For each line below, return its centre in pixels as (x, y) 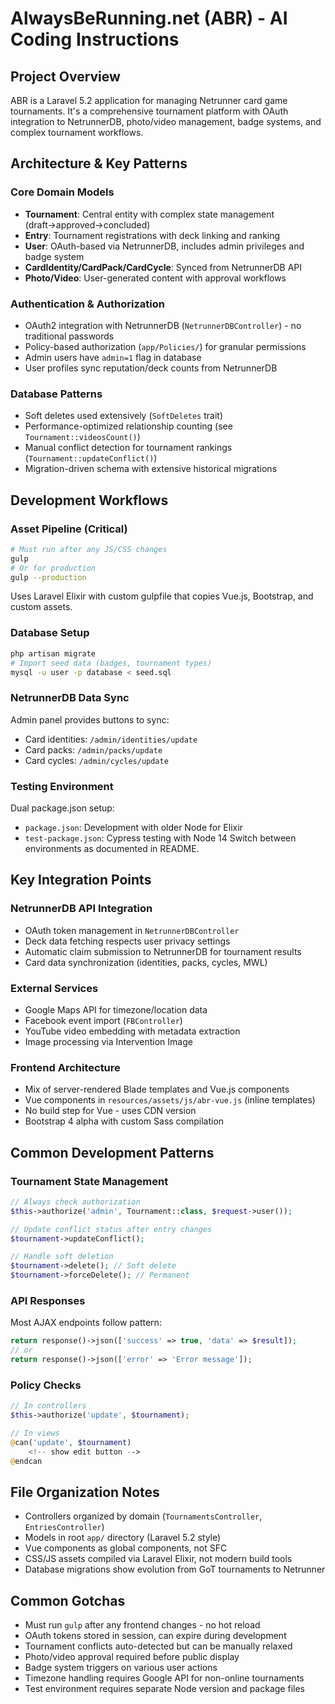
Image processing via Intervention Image (108, 1041)
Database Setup (50, 633)
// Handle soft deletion (62, 1257)
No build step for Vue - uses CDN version (110, 1111)
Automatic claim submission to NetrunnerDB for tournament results (163, 951)
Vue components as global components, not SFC (126, 1548)
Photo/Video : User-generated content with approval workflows (155, 278)
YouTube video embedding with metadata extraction (132, 1031)
